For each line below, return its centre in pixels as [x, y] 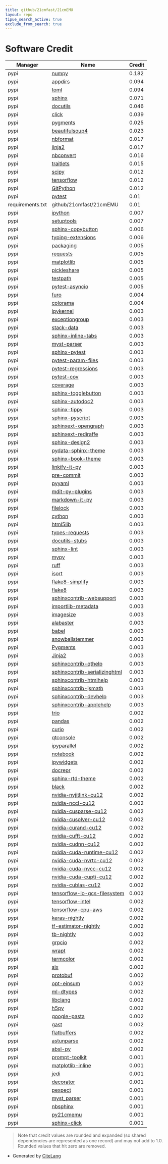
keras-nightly [68, 918]
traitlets [61, 163]
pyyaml [60, 483]
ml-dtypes [64, 992]
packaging [64, 246]
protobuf [62, 975]
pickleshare [66, 270]
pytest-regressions [75, 369]
